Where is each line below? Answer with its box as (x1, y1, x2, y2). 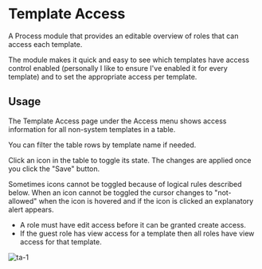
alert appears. (8, 205, 54, 214)
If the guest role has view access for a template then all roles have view (19, 228, 255, 238)
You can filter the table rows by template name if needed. (8, 140, 197, 150)
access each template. (8, 39, 83, 49)
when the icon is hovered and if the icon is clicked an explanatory (38, 196, 254, 205)
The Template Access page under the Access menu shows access (8, 116, 227, 126)
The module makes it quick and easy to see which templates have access (8, 55, 249, 64)
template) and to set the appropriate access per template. (8, 72, 197, 81)
